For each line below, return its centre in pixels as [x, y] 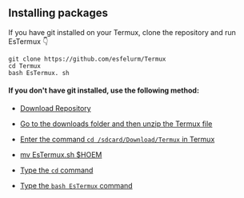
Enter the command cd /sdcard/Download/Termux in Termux [117, 140]
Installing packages [58, 13]
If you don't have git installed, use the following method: [104, 90]
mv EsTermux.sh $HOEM [61, 155]
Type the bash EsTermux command [76, 186]
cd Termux [25, 66]
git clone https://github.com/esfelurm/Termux [87, 59]
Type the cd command [56, 170]
